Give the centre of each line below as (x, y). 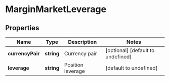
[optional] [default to (130, 50)
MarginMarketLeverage (56, 9)
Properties (22, 28)
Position (74, 65)
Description (82, 42)
